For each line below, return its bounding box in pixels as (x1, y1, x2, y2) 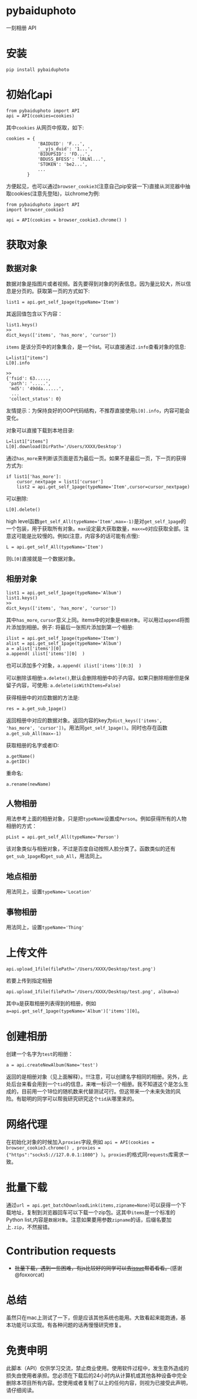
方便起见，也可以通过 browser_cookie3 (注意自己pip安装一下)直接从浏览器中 (6, 182, 186, 189)
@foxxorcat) (14, 1271, 45, 1278)
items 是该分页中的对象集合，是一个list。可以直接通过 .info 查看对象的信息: (6, 343, 186, 350)
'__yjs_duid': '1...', (37, 145, 93, 152)
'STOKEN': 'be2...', (37, 161, 88, 167)
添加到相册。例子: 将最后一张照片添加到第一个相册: (11, 624, 134, 631)
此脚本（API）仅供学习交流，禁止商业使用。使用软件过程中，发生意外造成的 (6, 1364, 189, 1371)
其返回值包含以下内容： (6, 310, 63, 317)
